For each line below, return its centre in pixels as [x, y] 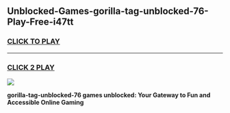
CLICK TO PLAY [34, 42]
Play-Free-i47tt [40, 22]
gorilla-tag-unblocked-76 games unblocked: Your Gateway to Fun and [109, 95]
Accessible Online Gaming [46, 102]
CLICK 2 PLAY [31, 67]
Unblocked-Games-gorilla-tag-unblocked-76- [108, 11]
